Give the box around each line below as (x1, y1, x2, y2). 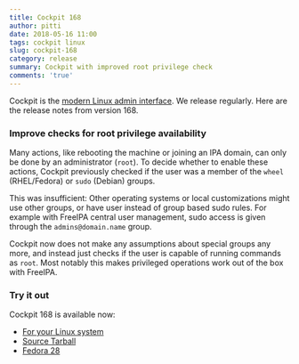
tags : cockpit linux (9, 37, 86, 47)
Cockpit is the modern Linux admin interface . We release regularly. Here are (9, 95, 287, 106)
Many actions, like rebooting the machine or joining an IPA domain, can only (9, 148, 287, 158)
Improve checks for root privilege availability (9, 126, 206, 139)
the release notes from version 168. (9, 104, 139, 116)
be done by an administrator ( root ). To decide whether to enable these (9, 157, 269, 167)
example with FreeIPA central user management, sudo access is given (9, 212, 266, 222)
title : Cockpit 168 (9, 12, 82, 22)
